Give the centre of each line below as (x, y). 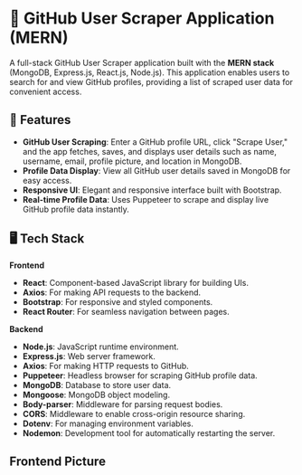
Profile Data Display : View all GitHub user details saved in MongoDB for (156, 170)
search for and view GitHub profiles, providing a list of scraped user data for (151, 81)
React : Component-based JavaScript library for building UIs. (136, 282)
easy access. (47, 180)
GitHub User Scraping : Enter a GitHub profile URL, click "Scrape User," (155, 142)
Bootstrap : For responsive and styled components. (118, 301)
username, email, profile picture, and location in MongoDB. (132, 161)
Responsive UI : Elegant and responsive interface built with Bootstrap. (152, 190)
